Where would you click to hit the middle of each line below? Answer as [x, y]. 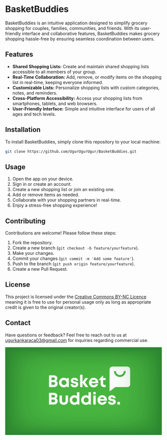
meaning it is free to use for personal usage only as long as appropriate [78, 302]
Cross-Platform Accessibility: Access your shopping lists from [77, 98]
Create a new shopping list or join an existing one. [64, 190]
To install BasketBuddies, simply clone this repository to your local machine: [83, 142]
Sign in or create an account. [42, 184]
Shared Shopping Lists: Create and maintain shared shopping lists [81, 66]
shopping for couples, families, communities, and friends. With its [72, 28]
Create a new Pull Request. [40, 269]
